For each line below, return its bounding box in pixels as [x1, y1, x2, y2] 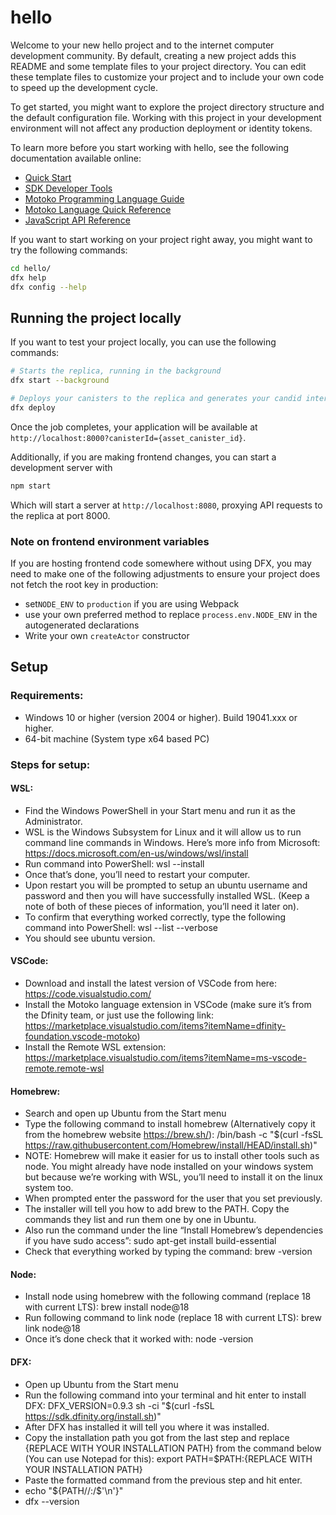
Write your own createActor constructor [24, 630, 190, 642]
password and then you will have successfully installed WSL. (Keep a [24, 889, 310, 901]
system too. [24, 1182, 74, 1194]
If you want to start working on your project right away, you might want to [10, 233, 313, 245]
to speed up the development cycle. [10, 81, 159, 93]
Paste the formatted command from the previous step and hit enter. [24, 1474, 303, 1486]
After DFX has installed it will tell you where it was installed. [24, 1421, 270, 1433]
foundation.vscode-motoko [24, 1031, 138, 1043]
